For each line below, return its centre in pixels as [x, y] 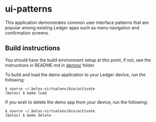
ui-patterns [29, 9]
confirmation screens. [27, 33]
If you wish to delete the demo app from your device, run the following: [77, 102]
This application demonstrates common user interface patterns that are [77, 22]
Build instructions [33, 48]
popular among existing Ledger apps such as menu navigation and [72, 27]
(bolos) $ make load [26, 93]
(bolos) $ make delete [28, 115]
